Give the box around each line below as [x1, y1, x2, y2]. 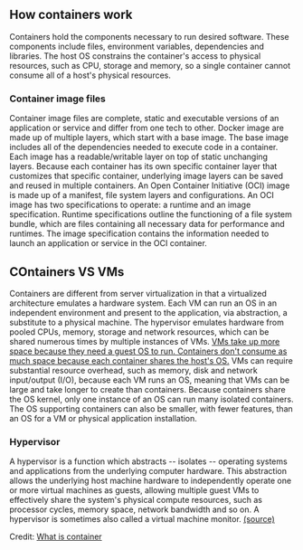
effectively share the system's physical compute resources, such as [9, 495, 263, 506]
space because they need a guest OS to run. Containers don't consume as [9, 346, 288, 356]
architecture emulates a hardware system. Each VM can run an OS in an [9, 298, 278, 308]
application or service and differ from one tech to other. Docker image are [9, 122, 285, 134]
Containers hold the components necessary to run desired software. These [9, 31, 289, 42]
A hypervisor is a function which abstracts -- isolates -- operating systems [9, 456, 288, 467]
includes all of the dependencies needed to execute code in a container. [9, 142, 279, 153]
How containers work [9, 7, 133, 23]
